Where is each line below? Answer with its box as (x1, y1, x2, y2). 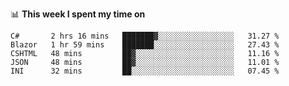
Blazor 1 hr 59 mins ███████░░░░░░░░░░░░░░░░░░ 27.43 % (10, 40, 280, 50)
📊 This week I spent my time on (10, 8, 146, 20)
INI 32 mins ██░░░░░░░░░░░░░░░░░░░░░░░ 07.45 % (10, 66, 280, 76)
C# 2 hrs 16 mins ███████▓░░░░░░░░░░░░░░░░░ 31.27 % (10, 31, 280, 41)
